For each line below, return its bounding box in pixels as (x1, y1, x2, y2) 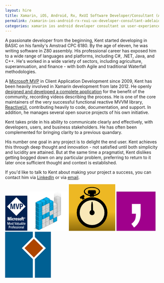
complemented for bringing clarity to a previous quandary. (5, 129, 123, 135)
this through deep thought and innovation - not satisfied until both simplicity (5, 144, 158, 150)
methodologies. (5, 69, 37, 75)
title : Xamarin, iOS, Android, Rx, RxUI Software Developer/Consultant (5, 13, 154, 18)
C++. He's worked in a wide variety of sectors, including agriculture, (5, 58, 143, 64)
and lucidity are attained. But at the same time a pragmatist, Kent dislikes (5, 150, 151, 155)
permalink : (5, 18, 27, 23)
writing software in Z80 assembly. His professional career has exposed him (5, 48, 157, 54)
